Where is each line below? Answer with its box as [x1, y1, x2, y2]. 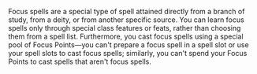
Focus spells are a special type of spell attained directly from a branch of [8, 7, 245, 16]
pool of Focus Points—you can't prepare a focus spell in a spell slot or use [8, 40, 250, 50]
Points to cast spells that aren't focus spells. [8, 57, 151, 66]
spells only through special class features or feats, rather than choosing [8, 24, 241, 32]
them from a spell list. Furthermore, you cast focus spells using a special [8, 31, 244, 41]
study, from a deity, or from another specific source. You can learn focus [8, 15, 244, 24]
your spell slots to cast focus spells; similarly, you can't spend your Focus [8, 49, 248, 57]
